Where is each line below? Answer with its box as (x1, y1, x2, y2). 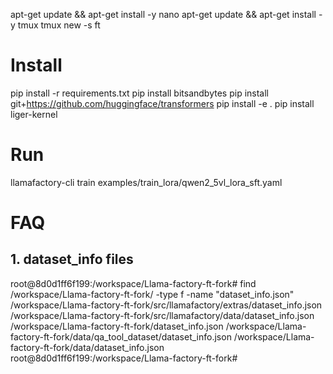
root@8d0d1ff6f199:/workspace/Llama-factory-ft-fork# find (10, 277, 257, 289)
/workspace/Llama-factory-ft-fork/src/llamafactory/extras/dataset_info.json (10, 299, 323, 311)
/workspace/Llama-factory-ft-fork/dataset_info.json (10, 320, 224, 332)
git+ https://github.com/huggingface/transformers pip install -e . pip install (10, 97, 315, 109)
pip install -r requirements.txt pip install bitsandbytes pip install (10, 87, 269, 99)
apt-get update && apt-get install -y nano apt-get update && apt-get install (10, 9, 317, 20)
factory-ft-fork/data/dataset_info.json (10, 341, 165, 353)
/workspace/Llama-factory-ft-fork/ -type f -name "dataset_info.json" (10, 288, 295, 300)
